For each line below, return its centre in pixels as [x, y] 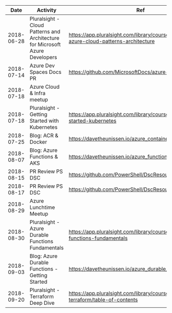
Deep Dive [42, 303]
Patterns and [45, 32]
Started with [44, 121]
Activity [47, 10]
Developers [43, 57]
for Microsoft [45, 44]
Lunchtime [42, 207]
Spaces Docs [46, 72]
